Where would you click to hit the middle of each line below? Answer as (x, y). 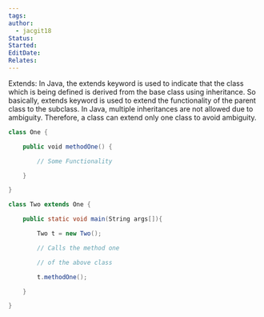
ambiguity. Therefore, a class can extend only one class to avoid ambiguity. (133, 117)
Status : (21, 38)
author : (21, 23)
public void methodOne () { (68, 146)
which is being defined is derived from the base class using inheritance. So (132, 91)
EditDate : (25, 53)
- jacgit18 (34, 30)
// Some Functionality (75, 161)
